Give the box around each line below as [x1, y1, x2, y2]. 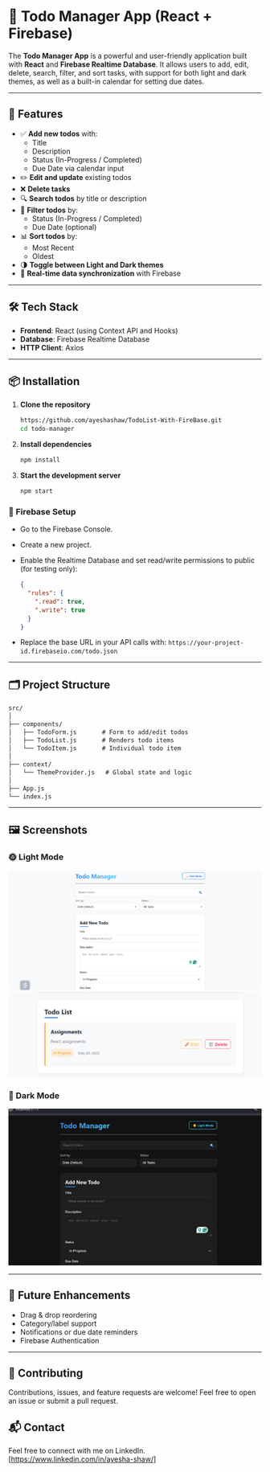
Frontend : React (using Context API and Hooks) [19, 326, 178, 335]
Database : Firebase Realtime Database [19, 334, 150, 344]
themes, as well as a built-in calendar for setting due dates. [8, 76, 205, 86]
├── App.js [8, 785, 45, 793]
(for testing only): [19, 564, 78, 574]
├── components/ [8, 720, 63, 728]
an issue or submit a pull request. [8, 1396, 119, 1406]
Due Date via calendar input [31, 163, 125, 173]
